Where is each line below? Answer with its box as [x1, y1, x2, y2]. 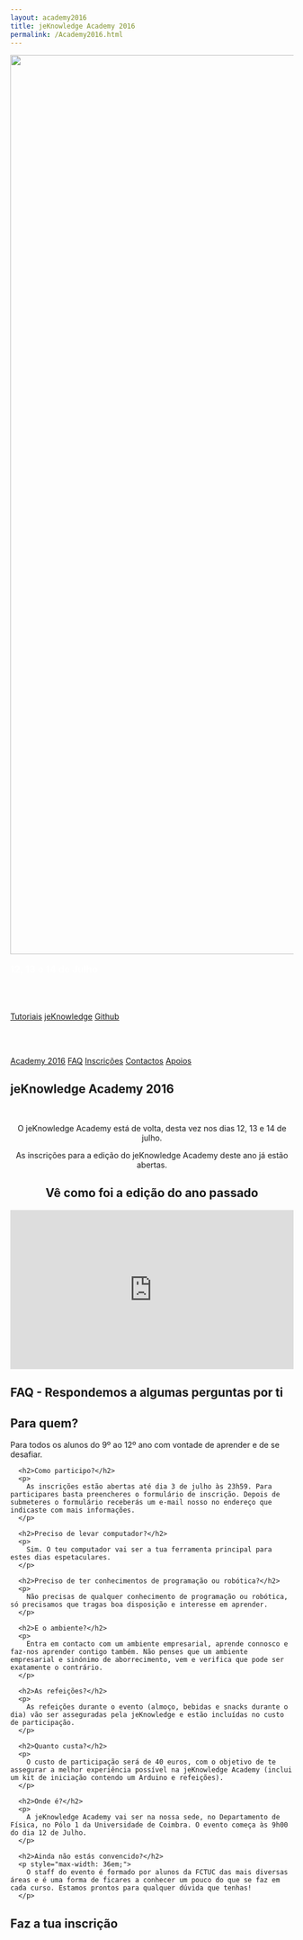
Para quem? [10, 1416, 79, 1431]
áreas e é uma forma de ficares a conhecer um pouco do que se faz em [10, 1876, 281, 1885]
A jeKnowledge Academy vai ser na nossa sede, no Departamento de [26, 1813, 281, 1822]
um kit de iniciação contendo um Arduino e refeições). [10, 1774, 224, 1783]
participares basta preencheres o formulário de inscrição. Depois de [10, 1490, 281, 1499]
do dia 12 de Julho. [10, 1828, 88, 1837]
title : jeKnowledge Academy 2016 [10, 22, 136, 31]
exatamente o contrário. [10, 1663, 103, 1673]
